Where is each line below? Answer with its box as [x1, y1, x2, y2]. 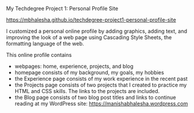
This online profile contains [6, 52, 72, 58]
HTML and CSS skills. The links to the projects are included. [14, 88, 160, 94]
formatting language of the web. [6, 40, 84, 47]
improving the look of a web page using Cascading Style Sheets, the [6, 34, 172, 40]
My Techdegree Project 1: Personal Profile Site [6, 5, 119, 12]
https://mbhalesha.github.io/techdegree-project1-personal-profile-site [6, 16, 176, 23]
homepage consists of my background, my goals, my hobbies [14, 69, 165, 76]
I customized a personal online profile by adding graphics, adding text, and [6, 28, 188, 35]
